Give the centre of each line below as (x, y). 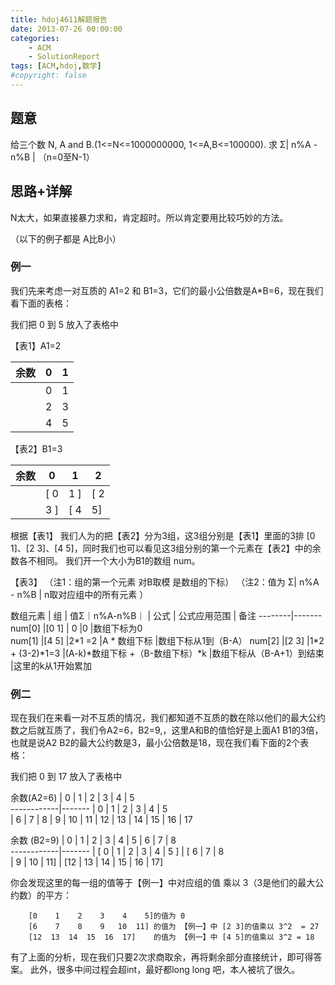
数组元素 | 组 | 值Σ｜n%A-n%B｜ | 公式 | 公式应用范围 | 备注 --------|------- (166, 615)
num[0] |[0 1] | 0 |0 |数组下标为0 (76, 628)
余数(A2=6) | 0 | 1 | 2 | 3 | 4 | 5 (72, 798)
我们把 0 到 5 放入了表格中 (64, 324)
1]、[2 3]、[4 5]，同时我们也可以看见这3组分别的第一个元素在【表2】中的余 (166, 548)
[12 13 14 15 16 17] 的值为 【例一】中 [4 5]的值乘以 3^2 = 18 (171, 937)
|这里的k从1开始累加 (51, 665)
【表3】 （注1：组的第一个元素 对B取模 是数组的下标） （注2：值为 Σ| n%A (165, 582)
